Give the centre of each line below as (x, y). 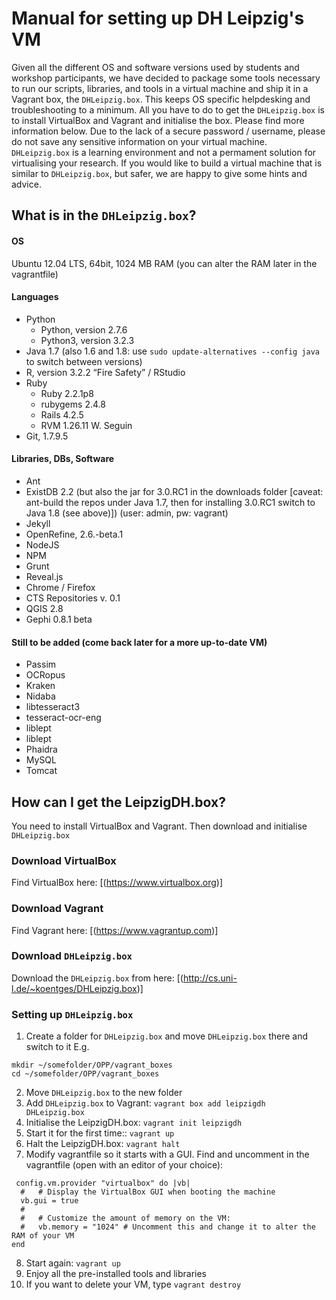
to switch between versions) (84, 361)
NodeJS (42, 544)
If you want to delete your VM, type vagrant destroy (133, 1284)
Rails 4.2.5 (62, 414)
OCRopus (45, 675)
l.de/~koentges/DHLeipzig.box (74, 988)
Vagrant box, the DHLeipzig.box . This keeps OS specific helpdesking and (161, 99)
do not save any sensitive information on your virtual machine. (139, 141)
